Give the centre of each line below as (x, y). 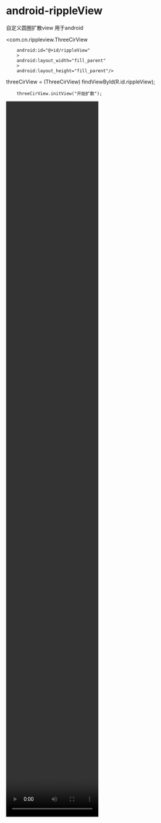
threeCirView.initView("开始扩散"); (59, 93)
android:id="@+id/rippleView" (54, 50)
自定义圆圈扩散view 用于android (45, 28)
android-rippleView (54, 11)
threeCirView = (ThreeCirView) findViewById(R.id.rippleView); (80, 82)
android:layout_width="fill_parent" (61, 60)
